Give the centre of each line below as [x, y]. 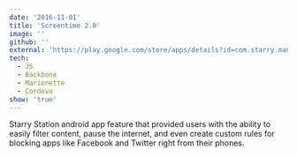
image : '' [27, 34]
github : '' [29, 42]
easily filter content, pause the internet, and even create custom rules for [142, 134]
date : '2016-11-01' [45, 17]
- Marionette [41, 83]
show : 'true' [33, 99]
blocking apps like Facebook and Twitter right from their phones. [127, 143]
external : [27, 50]
